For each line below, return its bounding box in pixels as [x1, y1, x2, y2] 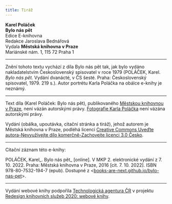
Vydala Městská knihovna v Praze [5, 43, 78, 49]
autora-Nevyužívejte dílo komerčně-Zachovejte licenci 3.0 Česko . [5, 132, 144, 138]
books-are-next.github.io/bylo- [94, 167, 160, 173]
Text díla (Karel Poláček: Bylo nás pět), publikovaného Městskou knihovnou [5, 100, 164, 106]
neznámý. [5, 85, 26, 91]
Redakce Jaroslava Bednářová [5, 38, 70, 44]
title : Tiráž [5, 7, 33, 13]
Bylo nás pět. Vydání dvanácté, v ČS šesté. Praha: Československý [5, 74, 147, 80]
